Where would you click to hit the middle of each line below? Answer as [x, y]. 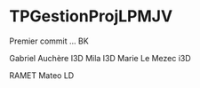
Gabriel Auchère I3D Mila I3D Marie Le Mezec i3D [100, 58]
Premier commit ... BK [49, 41]
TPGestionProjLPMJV [91, 16]
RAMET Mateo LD [42, 75]
